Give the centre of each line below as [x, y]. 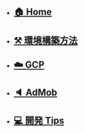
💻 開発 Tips [39, 120]
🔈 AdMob [35, 92]
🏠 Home [33, 12]
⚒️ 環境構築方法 [46, 40]
